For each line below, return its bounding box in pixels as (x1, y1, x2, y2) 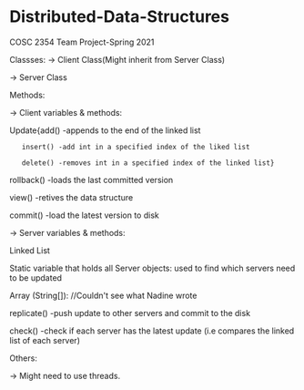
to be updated (9, 272, 62, 283)
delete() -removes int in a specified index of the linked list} (21, 158, 275, 168)
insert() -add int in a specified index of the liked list (21, 142, 250, 151)
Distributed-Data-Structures (9, 6, 230, 27)
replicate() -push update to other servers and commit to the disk (9, 307, 251, 318)
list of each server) (9, 334, 80, 345)
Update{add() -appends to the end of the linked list (9, 125, 201, 136)
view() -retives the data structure (9, 191, 134, 202)
